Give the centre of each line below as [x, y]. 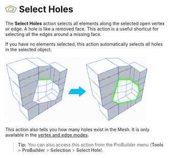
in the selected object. [29, 49]
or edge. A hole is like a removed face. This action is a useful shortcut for [82, 28]
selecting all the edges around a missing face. [53, 34]
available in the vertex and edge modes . [47, 135]
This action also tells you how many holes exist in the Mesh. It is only [77, 129]
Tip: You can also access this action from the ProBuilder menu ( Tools [91, 145]
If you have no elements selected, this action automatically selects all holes [84, 44]
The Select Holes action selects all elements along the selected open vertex [85, 23]
